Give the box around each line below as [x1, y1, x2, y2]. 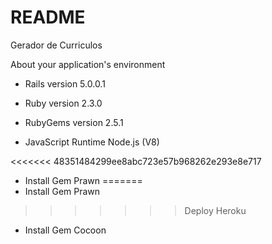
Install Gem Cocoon [24, 224, 107, 236]
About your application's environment [10, 58, 166, 70]
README [10, 6, 86, 29]
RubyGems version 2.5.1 [24, 116, 124, 128]
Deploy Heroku [184, 204, 247, 216]
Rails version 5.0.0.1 [24, 77, 106, 90]
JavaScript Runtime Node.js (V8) [24, 136, 160, 148]
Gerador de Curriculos [10, 39, 103, 51]
